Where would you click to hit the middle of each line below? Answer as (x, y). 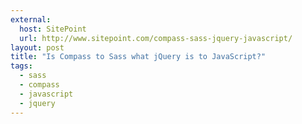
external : (31, 19)
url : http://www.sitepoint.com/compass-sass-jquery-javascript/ (156, 38)
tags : (21, 66)
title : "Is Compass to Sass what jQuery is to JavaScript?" (138, 57)
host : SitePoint (53, 29)
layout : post (37, 47)
